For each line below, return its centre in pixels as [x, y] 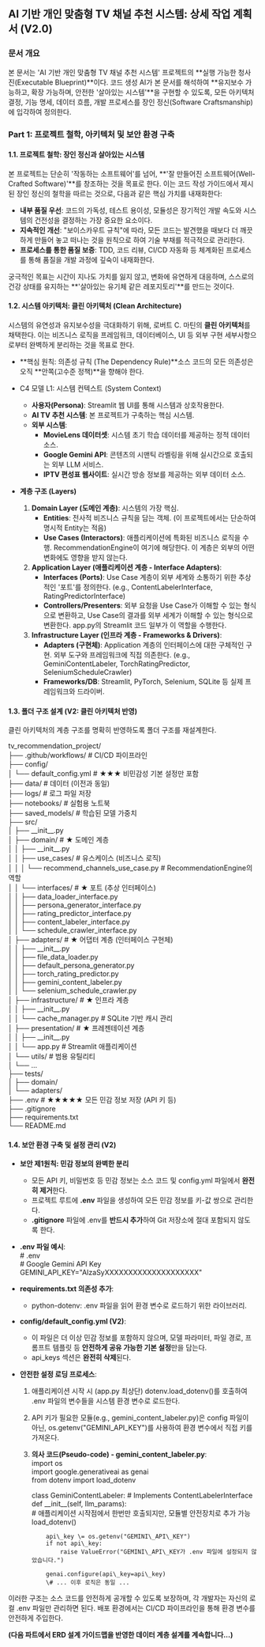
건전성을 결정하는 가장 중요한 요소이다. [93, 220]
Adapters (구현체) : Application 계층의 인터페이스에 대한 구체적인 [144, 645]
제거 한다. [53, 1191]
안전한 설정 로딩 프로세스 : [58, 1374]
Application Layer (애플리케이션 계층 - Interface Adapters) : [127, 567]
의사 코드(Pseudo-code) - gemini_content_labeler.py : [119, 1455]
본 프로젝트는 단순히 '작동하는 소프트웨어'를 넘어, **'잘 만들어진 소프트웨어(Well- [132, 173]
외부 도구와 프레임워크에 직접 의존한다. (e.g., [122, 655]
